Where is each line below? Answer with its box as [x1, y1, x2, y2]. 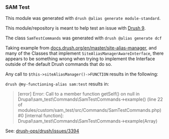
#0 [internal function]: [17, 112, 64, 119]
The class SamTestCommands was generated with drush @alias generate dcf [5, 35, 162, 41]
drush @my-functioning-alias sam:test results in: [5, 81, 109, 87]
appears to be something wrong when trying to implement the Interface [5, 56, 155, 62]
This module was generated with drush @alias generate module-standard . [5, 15, 161, 21]
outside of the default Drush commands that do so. [5, 61, 112, 67]
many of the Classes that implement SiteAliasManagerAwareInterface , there [5, 50, 164, 57]
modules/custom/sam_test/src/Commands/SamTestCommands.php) [17, 107, 162, 113]
